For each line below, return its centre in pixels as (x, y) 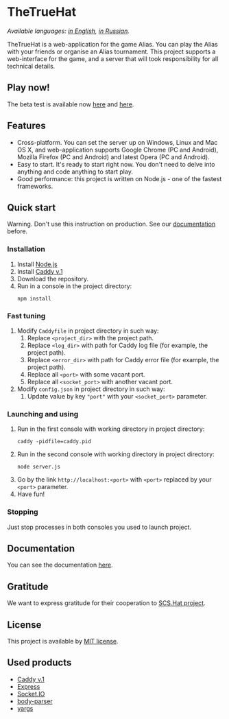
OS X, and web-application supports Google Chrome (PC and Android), (118, 150)
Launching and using (43, 414)
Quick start (32, 208)
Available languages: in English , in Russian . (69, 31)
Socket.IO (31, 694)
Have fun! (31, 494)
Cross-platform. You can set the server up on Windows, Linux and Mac (117, 142)
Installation (26, 249)
